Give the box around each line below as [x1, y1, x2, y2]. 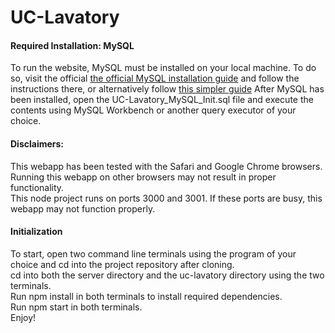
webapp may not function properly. [10, 202, 156, 215]
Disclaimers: [10, 137, 65, 150]
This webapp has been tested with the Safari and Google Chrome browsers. [10, 160, 323, 172]
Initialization [10, 226, 63, 238]
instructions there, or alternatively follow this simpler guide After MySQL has [10, 83, 325, 95]
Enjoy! [10, 311, 37, 323]
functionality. [10, 181, 65, 193]
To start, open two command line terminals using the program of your [10, 247, 297, 260]
